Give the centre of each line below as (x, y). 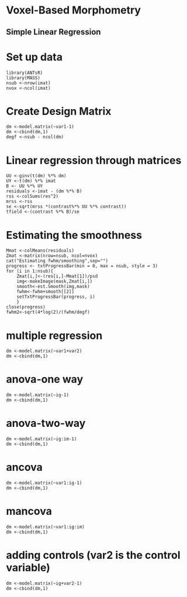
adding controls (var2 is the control (93, 555)
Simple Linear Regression (53, 32)
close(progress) (26, 307)
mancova (29, 511)
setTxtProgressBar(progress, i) (56, 297)
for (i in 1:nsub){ (30, 271)
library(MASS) (23, 78)
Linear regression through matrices (94, 160)
